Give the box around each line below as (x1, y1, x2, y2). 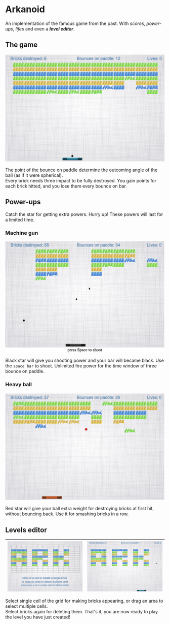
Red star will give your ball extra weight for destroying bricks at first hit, (5, 506, 154, 512)
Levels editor (5, 525, 47, 534)
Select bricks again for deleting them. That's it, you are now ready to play (5, 609, 158, 615)
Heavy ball (5, 381, 32, 388)
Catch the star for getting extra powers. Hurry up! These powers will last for (5, 211, 163, 217)
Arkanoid (5, 4, 46, 15)
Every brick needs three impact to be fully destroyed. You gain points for (5, 177, 157, 183)
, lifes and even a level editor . (13, 25, 75, 32)
